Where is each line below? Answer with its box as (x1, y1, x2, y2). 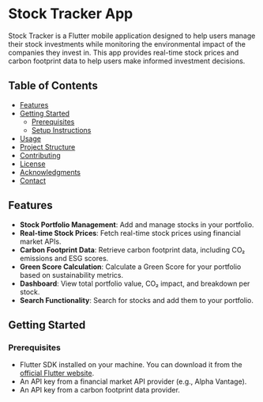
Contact (19, 176, 46, 185)
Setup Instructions (31, 125, 92, 135)
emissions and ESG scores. (19, 253, 109, 263)
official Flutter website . (19, 369, 95, 378)
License (19, 159, 46, 169)
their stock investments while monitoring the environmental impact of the (8, 39, 246, 48)
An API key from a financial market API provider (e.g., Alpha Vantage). (19, 377, 247, 386)
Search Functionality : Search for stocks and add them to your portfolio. (19, 295, 254, 305)
